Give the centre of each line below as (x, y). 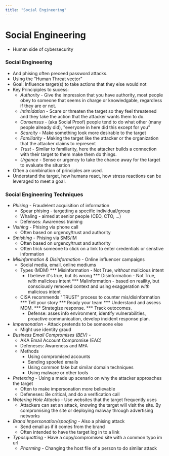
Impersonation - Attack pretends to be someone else (68, 324)
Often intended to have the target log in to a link (70, 432)
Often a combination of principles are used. (58, 170)
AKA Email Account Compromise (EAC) (61, 340)
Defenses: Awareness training (51, 222)
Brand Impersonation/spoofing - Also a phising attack (69, 421)
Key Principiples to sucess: (41, 89)
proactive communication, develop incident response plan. (89, 319)
